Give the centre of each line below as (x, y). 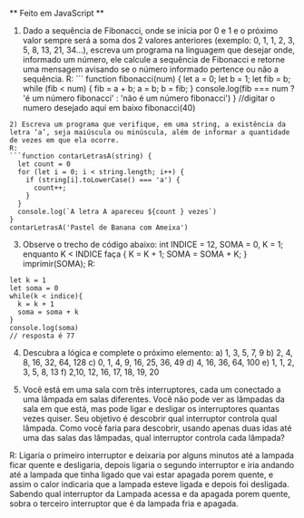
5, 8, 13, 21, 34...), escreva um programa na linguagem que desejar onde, (158, 50)
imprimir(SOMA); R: (59, 264)
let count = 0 (44, 164)
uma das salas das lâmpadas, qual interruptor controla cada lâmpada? (154, 438)
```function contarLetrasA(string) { (81, 156)
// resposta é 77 (42, 336)
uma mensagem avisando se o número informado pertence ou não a (151, 69)
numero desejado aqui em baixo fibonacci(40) (109, 108)
